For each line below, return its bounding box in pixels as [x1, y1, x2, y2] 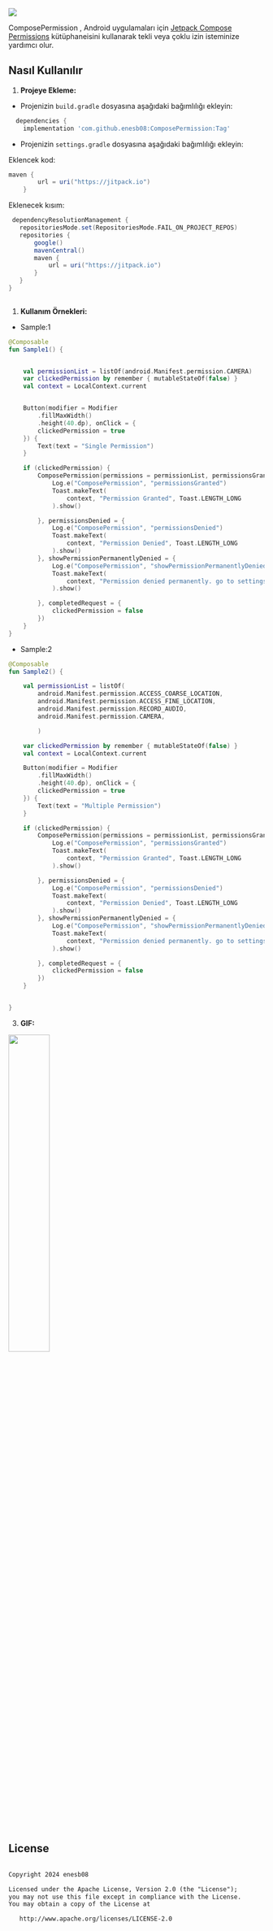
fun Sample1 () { [8, 346, 63, 354]
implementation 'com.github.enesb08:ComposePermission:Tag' [23, 124, 231, 133]
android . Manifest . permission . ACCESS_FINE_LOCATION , [37, 698, 217, 706]
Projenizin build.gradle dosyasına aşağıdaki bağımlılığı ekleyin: [19, 101, 233, 111]
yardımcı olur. [8, 41, 54, 50]
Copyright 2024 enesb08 [8, 1870, 89, 1878]
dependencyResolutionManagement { [11, 216, 129, 224]
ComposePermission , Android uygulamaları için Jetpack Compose [8, 23, 232, 33]
